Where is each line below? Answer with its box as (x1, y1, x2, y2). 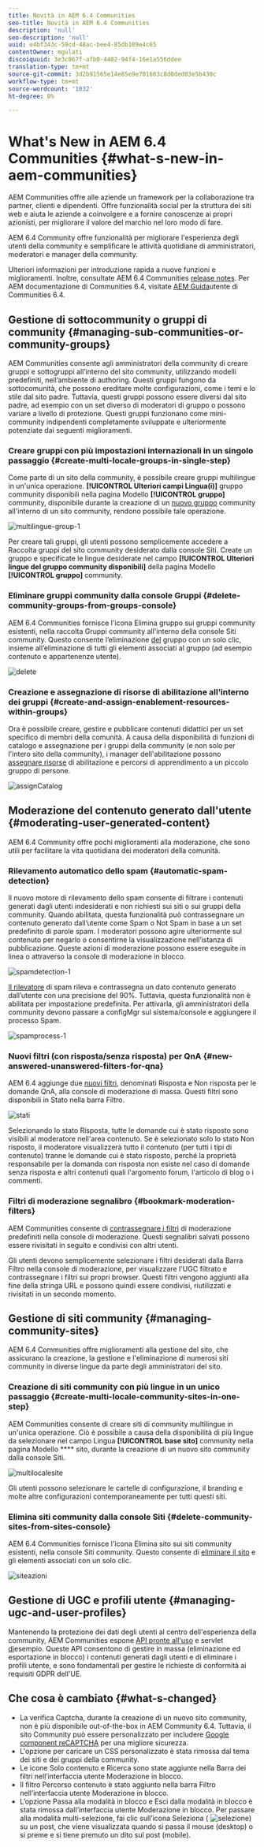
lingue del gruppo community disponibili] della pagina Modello (8, 562, 216, 572)
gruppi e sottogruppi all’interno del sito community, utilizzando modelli (8, 367, 236, 376)
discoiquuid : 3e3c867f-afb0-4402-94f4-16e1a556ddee (8, 56, 181, 64)
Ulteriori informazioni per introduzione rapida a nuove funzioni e (8, 265, 217, 274)
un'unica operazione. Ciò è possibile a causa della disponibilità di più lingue (8, 1428, 254, 1437)
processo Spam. (8, 1016, 61, 1025)
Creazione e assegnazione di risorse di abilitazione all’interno (8, 687, 250, 698)
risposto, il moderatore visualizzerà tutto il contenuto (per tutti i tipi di (8, 1142, 232, 1152)
